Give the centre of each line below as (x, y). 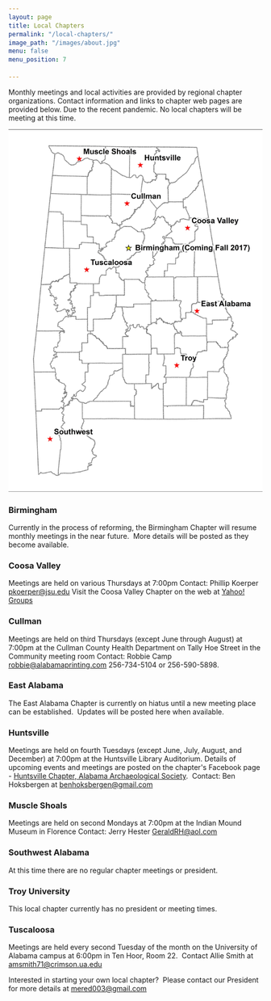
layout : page (30, 17)
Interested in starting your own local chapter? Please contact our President (134, 980)
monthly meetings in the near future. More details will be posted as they (129, 536)
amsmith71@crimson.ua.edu (55, 965)
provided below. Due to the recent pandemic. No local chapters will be (125, 109)
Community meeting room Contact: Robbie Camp (90, 656)
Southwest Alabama (49, 852)
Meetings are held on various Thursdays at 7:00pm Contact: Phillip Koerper (133, 583)
